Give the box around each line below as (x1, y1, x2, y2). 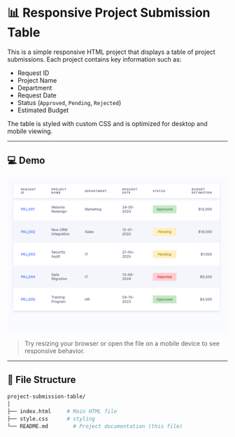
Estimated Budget (17, 106, 69, 114)
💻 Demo (7, 155, 45, 167)
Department (17, 83, 52, 92)
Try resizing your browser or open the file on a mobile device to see (24, 340, 220, 348)
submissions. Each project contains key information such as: (7, 55, 182, 63)
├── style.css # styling (7, 415, 96, 422)
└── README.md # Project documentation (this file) (7, 422, 183, 430)
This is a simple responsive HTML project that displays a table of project (7, 48, 215, 56)
